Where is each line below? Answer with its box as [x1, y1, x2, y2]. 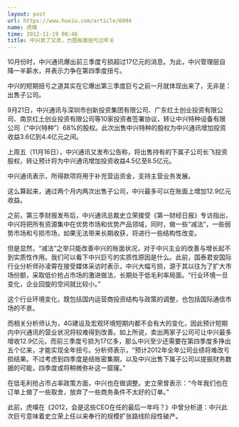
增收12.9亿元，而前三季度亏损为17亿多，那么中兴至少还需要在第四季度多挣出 [7, 337, 231, 346]
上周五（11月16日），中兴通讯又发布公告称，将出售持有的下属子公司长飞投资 [7, 148, 228, 156]
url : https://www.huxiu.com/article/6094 [7, 17, 132, 24]
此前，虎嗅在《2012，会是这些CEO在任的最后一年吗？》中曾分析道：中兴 [7, 403, 222, 411]
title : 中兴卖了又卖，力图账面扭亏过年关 [7, 37, 115, 44]
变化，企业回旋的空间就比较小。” [7, 280, 101, 288]
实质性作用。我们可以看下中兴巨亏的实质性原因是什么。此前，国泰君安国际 [13, 253, 232, 261]
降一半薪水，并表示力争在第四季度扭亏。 [7, 66, 126, 75]
